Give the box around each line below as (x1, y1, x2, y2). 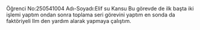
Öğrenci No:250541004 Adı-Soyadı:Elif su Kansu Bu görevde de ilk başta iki (6, 5, 194, 12)
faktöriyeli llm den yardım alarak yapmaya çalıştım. (6, 18, 131, 24)
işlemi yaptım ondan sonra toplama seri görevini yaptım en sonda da (6, 11, 176, 18)
